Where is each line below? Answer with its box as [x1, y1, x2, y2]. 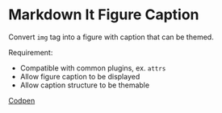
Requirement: [8, 47, 53, 57]
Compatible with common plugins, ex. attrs [19, 63, 166, 73]
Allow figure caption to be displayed [19, 71, 140, 81]
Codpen [8, 95, 36, 105]
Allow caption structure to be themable [19, 80, 150, 90]
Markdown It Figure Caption [8, 6, 199, 24]
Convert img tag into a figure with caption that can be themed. [8, 32, 214, 42]
